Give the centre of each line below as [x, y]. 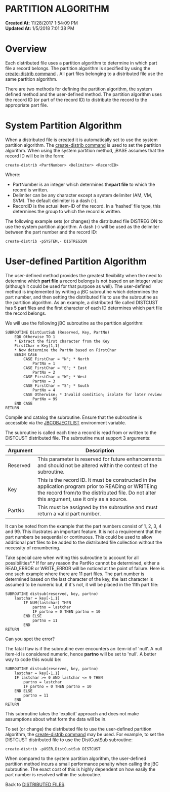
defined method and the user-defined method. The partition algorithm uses [83, 94]
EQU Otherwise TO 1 [35, 337]
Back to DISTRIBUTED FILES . [35, 784]
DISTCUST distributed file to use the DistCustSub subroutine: [69, 740]
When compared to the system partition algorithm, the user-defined [76, 758]
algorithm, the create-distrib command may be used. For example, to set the [85, 734]
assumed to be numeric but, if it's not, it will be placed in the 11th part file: [82, 584]
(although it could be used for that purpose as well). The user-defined [78, 286]
